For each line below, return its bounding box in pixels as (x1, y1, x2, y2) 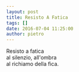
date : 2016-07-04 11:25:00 (6, 25, 74, 32)
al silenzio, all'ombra (6, 54, 57, 61)
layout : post (6, 8, 39, 15)
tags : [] (6, 20, 28, 26)
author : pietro (6, 31, 44, 37)
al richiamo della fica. (6, 61, 59, 68)
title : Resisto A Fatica (6, 14, 68, 20)
